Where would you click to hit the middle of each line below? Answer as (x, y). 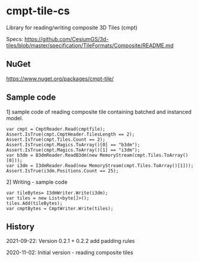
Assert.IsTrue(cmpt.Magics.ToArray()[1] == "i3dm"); (73, 150)
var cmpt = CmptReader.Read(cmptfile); (56, 129)
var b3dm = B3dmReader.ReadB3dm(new (52, 155)
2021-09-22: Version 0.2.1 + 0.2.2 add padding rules (71, 241)
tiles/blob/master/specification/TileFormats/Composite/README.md (90, 45)
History (20, 226)
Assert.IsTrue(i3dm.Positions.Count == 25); (62, 171)
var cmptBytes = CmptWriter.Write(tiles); (60, 208)
